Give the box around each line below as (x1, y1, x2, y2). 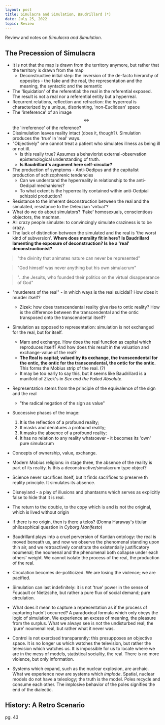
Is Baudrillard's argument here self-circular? (19, 162, 112, 168)
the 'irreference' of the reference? (12, 125, 81, 131)
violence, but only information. (12, 656, 74, 662)
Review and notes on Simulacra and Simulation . (5, 35, 102, 41)
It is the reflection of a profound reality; (19, 419, 99, 425)
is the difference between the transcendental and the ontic (19, 310, 139, 316)
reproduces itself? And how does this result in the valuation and (19, 344, 149, 350)
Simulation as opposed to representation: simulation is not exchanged (12, 324, 154, 330)
